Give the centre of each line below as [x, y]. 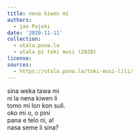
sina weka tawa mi [33, 91]
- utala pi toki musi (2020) [55, 52]
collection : [24, 39]
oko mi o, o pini [29, 113]
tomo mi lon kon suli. [36, 105]
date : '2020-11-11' [35, 33]
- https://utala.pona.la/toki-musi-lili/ [73, 71]
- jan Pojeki [32, 26]
